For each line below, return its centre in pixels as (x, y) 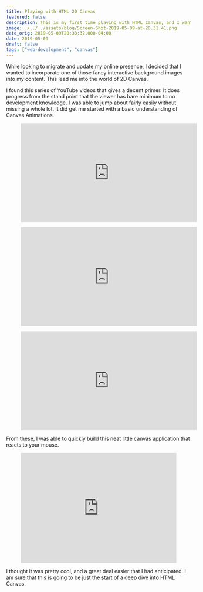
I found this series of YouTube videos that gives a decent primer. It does (93, 90)
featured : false (26, 17)
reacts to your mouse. (33, 445)
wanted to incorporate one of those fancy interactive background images (94, 72)
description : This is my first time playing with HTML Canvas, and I (93, 22)
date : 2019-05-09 (27, 39)
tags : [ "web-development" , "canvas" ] (52, 50)
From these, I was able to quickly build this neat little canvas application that (98, 438)
